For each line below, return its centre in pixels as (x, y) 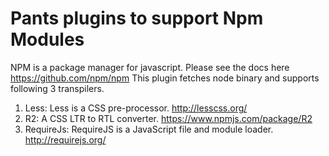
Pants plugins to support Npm (137, 18)
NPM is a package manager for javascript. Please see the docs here (150, 67)
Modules (47, 39)
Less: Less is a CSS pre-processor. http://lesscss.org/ (136, 108)
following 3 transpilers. (57, 88)
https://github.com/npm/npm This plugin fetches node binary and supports (165, 78)
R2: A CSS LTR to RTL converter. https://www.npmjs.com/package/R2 (168, 118)
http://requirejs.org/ (65, 139)
